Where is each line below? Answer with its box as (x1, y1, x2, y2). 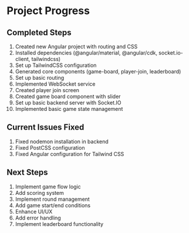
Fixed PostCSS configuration (15, 144, 85, 151)
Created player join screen (15, 87, 80, 93)
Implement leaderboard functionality (15, 220, 104, 227)
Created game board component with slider (15, 93, 121, 100)
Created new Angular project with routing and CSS (15, 43, 138, 50)
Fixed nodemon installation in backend (15, 138, 109, 145)
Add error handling (15, 214, 61, 221)
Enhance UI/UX (15, 208, 53, 215)
